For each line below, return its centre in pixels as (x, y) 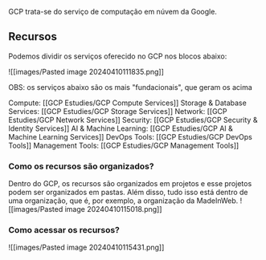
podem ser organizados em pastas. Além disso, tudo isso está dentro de (128, 193)
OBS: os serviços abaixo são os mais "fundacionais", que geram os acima (131, 87)
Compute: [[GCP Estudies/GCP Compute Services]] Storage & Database (127, 103)
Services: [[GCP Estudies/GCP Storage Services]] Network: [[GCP (118, 111)
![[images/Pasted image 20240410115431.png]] (86, 247)
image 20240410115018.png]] (113, 209)
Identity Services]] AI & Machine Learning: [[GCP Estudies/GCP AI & (121, 128)
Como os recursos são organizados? (81, 166)
